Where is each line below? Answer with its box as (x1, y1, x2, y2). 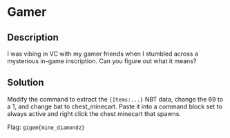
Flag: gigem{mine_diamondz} (7, 123, 85, 131)
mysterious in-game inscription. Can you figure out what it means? (7, 57, 197, 65)
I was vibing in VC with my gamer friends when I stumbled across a (7, 49, 199, 58)
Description (7, 32, 59, 43)
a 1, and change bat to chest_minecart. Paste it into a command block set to (7, 102, 222, 111)
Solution (7, 77, 44, 89)
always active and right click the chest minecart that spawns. (7, 109, 182, 117)
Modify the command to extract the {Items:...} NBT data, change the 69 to (7, 95, 223, 103)
